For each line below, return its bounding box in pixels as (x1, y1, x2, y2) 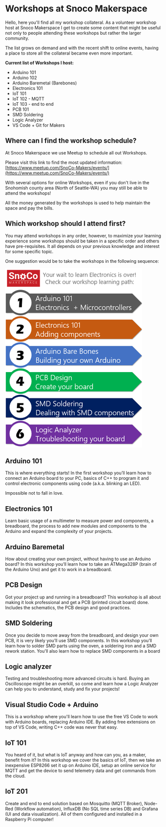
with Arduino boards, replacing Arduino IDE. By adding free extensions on (5, 719, 156, 725)
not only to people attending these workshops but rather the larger (5, 30, 141, 36)
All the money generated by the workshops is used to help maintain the (5, 200, 151, 206)
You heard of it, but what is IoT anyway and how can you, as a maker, (5, 752, 147, 758)
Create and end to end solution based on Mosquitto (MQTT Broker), (5, 800, 144, 806)
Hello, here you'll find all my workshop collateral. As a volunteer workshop (5, 19, 157, 25)
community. (5, 35, 29, 41)
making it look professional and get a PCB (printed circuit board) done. (5, 599, 150, 605)
